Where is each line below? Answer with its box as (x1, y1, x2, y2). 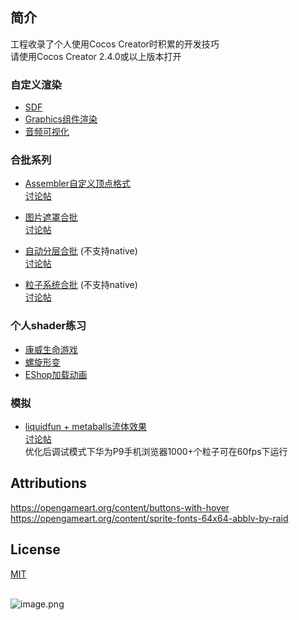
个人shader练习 (10, 319, 87, 333)
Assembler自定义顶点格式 (24, 178, 132, 190)
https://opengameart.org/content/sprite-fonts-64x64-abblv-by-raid (10, 512, 289, 524)
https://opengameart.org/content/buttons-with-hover (10, 501, 230, 513)
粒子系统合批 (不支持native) (24, 279, 138, 291)
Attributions (10, 475, 88, 492)
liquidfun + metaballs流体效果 (24, 421, 147, 432)
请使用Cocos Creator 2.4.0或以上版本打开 (10, 50, 182, 62)
